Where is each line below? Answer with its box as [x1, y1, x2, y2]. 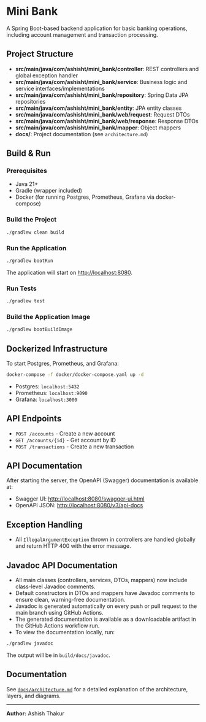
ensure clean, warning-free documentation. [15, 596, 126, 604]
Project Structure [6, 49, 74, 60]
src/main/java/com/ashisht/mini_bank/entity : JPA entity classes [15, 104, 182, 112]
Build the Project [6, 215, 57, 224]
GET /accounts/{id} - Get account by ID [15, 436, 116, 444]
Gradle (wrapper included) [15, 187, 83, 194]
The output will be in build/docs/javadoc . [6, 651, 110, 659]
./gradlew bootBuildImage [6, 326, 72, 332]
